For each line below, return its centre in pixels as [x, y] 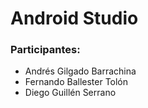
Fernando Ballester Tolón [76, 82]
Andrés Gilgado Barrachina [80, 71]
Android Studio [74, 18]
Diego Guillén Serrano [70, 93]
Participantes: [45, 50]
